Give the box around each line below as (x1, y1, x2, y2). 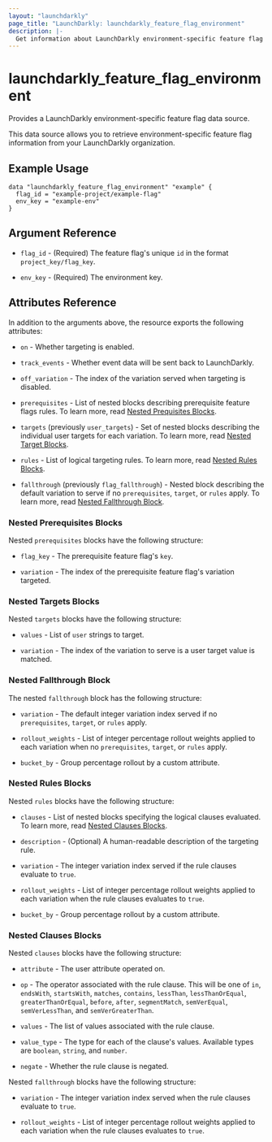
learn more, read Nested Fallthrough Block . (19, 496, 165, 506)
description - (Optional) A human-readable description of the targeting (19, 836, 259, 846)
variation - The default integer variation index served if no (19, 708, 218, 719)
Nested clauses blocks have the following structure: (8, 948, 182, 958)
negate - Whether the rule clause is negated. (19, 1062, 169, 1071)
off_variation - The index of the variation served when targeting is (19, 373, 246, 383)
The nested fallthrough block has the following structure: (8, 693, 202, 703)
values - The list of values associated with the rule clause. (19, 1021, 215, 1032)
